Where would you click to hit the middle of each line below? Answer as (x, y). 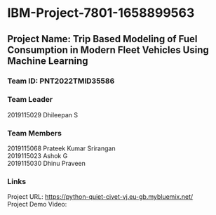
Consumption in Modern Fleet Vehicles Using (108, 50)
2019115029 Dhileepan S (43, 115)
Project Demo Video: (37, 204)
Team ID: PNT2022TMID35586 (61, 81)
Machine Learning (48, 61)
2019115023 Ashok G (38, 156)
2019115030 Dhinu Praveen (47, 164)
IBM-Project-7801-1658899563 (101, 13)
